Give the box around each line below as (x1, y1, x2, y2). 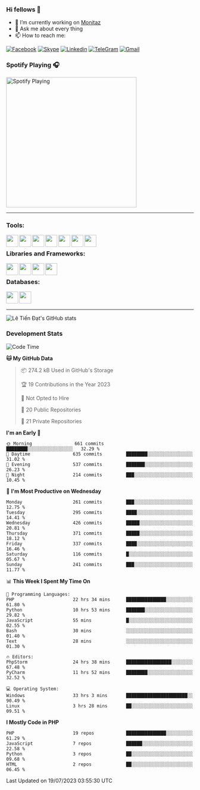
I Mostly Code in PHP (6, 719, 60, 726)
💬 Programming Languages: (6, 591, 70, 597)
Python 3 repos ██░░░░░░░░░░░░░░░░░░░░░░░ (6, 751, 193, 757)
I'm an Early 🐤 (6, 429, 41, 436)
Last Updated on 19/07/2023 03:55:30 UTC (6, 777, 113, 784)
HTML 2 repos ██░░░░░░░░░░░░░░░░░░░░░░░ (6, 761, 193, 767)
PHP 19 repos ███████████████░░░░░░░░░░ (6, 730, 193, 736)
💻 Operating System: (6, 686, 60, 692)
